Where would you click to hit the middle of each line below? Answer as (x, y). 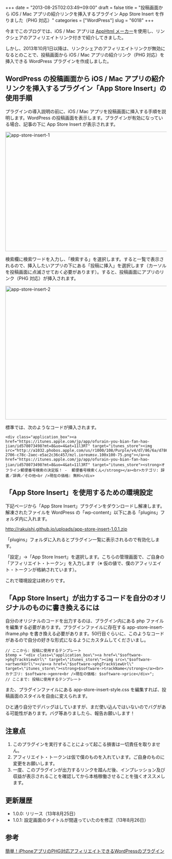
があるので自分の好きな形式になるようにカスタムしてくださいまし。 (77, 640)
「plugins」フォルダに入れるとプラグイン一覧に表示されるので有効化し (80, 539)
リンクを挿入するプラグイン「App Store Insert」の (86, 89)
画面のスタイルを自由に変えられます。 (50, 696)
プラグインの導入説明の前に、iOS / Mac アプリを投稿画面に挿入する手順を (84, 111)
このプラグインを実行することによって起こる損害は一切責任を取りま (84, 744)
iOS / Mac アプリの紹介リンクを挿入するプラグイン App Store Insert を (85, 14)
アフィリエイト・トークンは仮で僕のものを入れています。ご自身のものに (89, 757)
